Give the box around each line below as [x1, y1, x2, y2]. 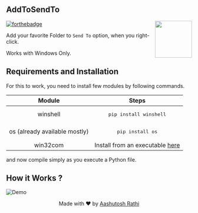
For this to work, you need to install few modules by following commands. [6, 82, 185, 89]
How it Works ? [6, 173, 63, 183]
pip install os [117, 128, 158, 135]
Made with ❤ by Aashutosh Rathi [58, 200, 140, 207]
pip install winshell [108, 111, 167, 117]
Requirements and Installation [6, 67, 119, 77]
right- [136, 32, 150, 39]
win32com [34, 141, 64, 149]
